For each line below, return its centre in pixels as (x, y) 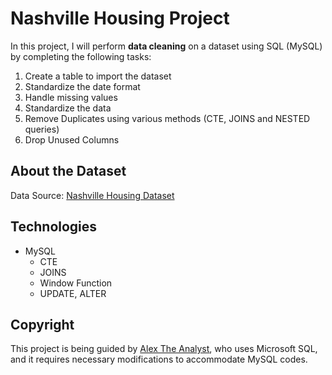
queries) (42, 129)
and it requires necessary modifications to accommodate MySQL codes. (159, 359)
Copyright (42, 324)
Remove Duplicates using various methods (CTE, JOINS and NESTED (167, 118)
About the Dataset (68, 171)
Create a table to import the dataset (98, 76)
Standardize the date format (82, 86)
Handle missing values (71, 97)
